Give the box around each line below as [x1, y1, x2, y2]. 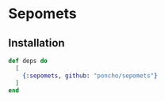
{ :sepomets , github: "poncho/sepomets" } [22, 72, 158, 80]
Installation [8, 36, 65, 50]
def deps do [8, 57, 48, 65]
